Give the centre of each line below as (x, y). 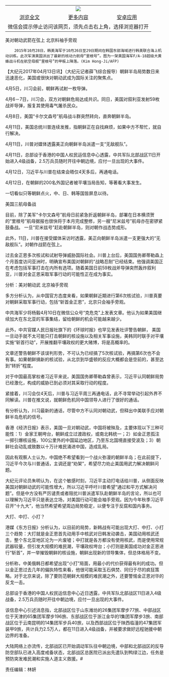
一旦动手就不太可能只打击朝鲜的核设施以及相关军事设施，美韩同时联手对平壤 (84, 336)
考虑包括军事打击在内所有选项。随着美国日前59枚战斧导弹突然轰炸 (78, 268)
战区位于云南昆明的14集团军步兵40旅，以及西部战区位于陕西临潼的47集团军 (83, 623)
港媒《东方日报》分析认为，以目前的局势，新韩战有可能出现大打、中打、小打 (84, 527)
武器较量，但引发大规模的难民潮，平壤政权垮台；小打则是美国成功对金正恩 (82, 546)
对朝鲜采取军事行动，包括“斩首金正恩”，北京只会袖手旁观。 (67, 302)
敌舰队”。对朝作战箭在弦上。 (35, 244)
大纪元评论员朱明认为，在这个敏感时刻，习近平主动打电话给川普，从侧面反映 (84, 480)
